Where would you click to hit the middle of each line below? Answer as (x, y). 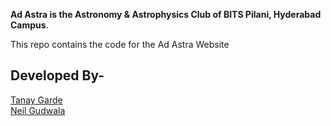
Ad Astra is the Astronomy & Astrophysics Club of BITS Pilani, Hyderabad (166, 14)
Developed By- (57, 75)
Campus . (29, 25)
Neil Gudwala (38, 110)
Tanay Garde (36, 100)
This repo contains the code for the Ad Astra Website (120, 44)
